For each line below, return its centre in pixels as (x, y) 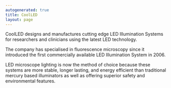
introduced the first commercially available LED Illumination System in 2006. (85, 55)
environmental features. (30, 81)
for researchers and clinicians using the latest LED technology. (71, 39)
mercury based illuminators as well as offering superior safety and (75, 76)
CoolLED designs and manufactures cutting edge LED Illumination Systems (84, 34)
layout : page (19, 19)
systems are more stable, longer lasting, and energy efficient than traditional (86, 70)
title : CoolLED (22, 15)
